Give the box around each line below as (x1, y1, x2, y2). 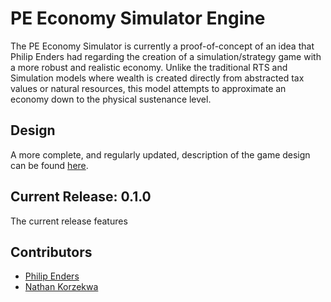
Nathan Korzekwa (24, 281, 99, 293)
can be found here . (10, 159, 89, 171)
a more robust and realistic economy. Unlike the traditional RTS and (10, 61, 288, 73)
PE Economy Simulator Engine (10, 7, 266, 30)
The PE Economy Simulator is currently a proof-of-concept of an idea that (10, 40, 315, 52)
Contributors (10, 243, 93, 261)
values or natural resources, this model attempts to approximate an (10, 82, 287, 94)
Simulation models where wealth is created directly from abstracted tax (10, 72, 305, 84)
